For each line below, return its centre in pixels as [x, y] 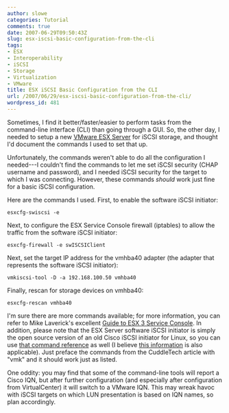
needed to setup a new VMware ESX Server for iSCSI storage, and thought [112, 137]
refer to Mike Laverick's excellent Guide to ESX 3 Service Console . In [105, 322]
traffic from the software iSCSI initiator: [62, 232]
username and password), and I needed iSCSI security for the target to [107, 172]
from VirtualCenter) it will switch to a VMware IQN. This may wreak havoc [111, 387]
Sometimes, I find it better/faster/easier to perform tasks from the [99, 122]
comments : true [29, 26]
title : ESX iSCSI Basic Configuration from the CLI [82, 90]
